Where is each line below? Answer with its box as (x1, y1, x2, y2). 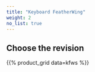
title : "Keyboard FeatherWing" (6, 9, 86, 15)
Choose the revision (6, 43, 84, 53)
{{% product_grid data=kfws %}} (6, 59, 90, 67)
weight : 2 (6, 15, 32, 21)
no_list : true (6, 20, 43, 26)
